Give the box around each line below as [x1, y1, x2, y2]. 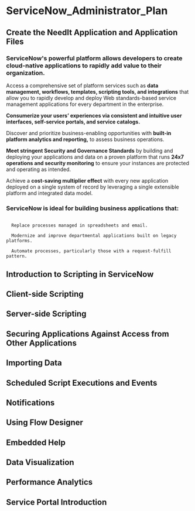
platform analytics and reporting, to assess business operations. [6, 136, 165, 143]
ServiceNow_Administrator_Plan [6, 4, 168, 18]
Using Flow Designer [6, 417, 84, 428]
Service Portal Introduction [6, 497, 107, 507]
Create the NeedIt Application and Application [6, 28, 178, 37]
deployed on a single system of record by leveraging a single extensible [6, 183, 180, 190]
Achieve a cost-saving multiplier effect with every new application [6, 177, 169, 184]
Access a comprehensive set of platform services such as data [6, 82, 159, 89]
